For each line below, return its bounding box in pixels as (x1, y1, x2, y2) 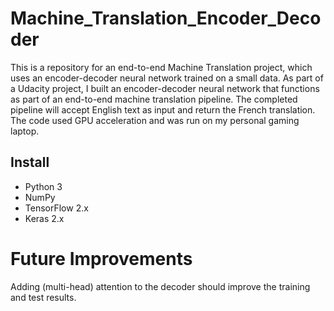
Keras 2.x (24, 212, 65, 224)
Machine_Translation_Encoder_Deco (10, 7, 322, 30)
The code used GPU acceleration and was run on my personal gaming (10, 114, 300, 126)
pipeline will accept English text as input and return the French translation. (10, 103, 316, 116)
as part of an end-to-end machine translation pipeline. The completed (10, 93, 298, 105)
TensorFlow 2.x (24, 202, 89, 214)
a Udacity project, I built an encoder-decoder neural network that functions (10, 82, 320, 94)
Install (10, 154, 50, 171)
